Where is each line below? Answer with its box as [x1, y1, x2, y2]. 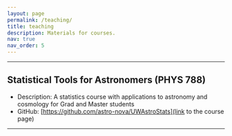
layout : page [7, 10, 45, 17]
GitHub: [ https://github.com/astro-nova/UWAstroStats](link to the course [17, 107, 224, 115]
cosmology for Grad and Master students [17, 99, 135, 108]
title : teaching [7, 23, 54, 30]
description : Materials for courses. [7, 29, 116, 37]
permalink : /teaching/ [7, 17, 72, 23]
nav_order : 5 [7, 42, 45, 49]
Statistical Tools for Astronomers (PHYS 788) [7, 74, 206, 86]
